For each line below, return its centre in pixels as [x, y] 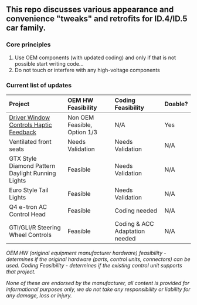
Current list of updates [39, 85]
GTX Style [23, 158]
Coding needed [136, 211]
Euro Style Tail [29, 190]
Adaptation [130, 231]
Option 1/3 [82, 132]
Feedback [23, 132]
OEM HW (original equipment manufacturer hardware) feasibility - [86, 253]
